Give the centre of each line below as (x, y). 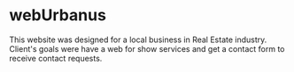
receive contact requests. (56, 58)
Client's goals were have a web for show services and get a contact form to (147, 48)
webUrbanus (58, 15)
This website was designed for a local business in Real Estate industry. (138, 40)
